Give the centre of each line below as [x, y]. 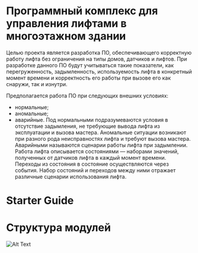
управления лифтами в [66, 23]
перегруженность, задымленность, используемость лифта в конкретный [99, 71]
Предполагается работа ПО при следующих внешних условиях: [87, 96]
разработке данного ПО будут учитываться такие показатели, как [90, 65]
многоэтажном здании [66, 36]
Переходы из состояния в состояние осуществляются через [92, 164]
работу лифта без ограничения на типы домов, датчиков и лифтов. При [97, 59]
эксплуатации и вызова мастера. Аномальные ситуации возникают [100, 132]
